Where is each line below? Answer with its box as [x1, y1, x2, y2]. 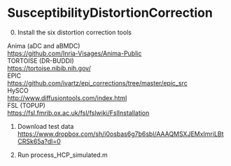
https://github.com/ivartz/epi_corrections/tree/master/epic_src [7, 78, 188, 87]
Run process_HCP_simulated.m [17, 151, 108, 159]
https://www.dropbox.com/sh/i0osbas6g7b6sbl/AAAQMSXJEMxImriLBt [17, 130, 224, 138]
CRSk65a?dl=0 [17, 137, 61, 145]
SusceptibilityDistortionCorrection [7, 5, 213, 21]
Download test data [17, 122, 74, 130]
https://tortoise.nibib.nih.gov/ [7, 64, 91, 72]
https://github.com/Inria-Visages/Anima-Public [7, 49, 142, 57]
